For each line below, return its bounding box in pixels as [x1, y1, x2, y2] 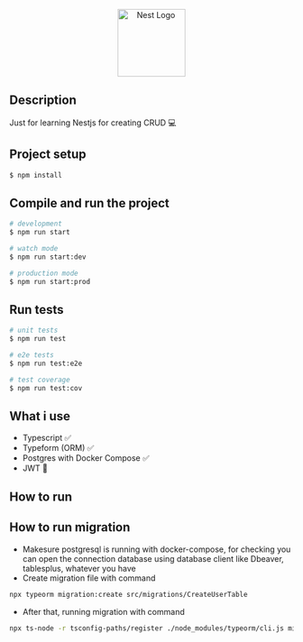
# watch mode [9, 244, 59, 253]
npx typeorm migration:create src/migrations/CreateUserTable [9, 590, 248, 599]
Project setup [9, 147, 87, 162]
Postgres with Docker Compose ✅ [22, 453, 151, 463]
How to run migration [9, 519, 131, 536]
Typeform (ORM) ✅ [22, 443, 95, 454]
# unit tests [9, 326, 59, 335]
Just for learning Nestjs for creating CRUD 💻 [9, 117, 177, 128]
